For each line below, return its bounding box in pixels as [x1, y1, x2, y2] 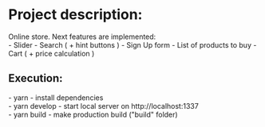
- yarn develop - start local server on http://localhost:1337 [8, 101, 200, 110]
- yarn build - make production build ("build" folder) [8, 110, 178, 119]
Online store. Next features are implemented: [8, 32, 156, 41]
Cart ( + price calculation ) [8, 48, 95, 58]
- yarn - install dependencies [8, 93, 104, 102]
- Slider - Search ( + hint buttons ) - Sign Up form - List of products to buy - [8, 40, 257, 49]
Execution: [8, 71, 63, 85]
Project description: [8, 6, 143, 24]
